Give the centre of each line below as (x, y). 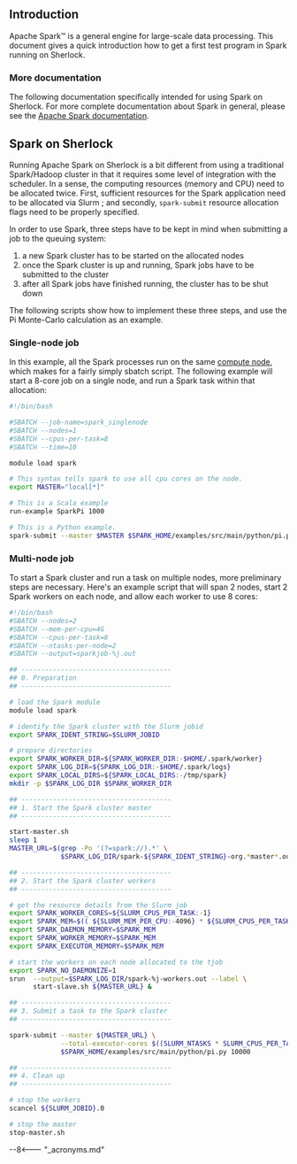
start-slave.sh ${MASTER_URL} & (92, 987)
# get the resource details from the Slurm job (99, 905)
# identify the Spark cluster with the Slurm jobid (106, 726)
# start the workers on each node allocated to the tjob (116, 962)
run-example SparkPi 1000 (57, 512)
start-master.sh (39, 832)
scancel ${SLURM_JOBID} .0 (57, 1109)
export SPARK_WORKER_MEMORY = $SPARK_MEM (83, 938)
